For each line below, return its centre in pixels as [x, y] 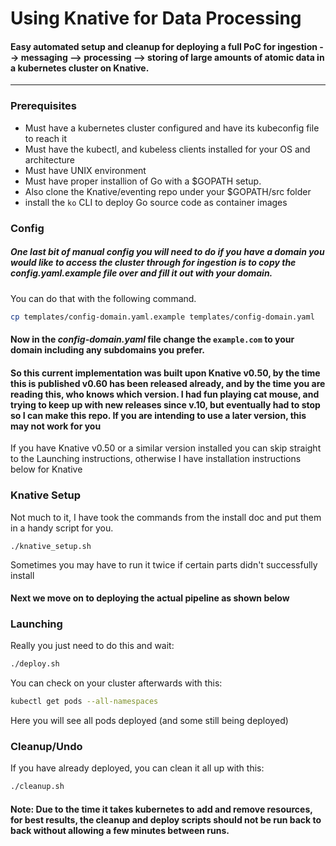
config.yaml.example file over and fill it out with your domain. [141, 273]
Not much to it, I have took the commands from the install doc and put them [166, 517]
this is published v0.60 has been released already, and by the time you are [168, 383]
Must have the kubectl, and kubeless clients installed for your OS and [167, 149]
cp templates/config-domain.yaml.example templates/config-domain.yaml [162, 317]
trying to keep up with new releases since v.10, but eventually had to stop [165, 404]
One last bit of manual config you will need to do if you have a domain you [167, 252]
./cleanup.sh [37, 787]
